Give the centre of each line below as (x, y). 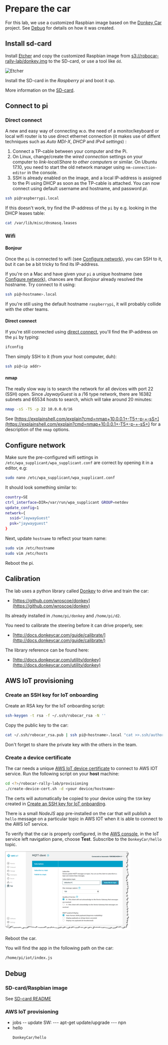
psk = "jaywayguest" (29, 524)
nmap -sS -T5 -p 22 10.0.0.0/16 (39, 409)
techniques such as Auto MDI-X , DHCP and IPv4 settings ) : (66, 142)
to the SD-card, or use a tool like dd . (85, 61)
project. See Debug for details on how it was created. (60, 28)
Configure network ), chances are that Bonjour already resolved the (74, 279)
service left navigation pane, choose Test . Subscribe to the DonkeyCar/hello (83, 839)
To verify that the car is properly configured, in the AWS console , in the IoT (82, 834)
